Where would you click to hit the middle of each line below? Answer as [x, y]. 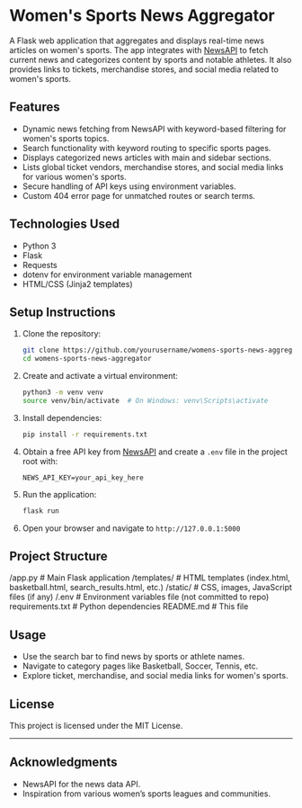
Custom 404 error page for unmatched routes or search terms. [139, 195]
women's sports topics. [66, 138]
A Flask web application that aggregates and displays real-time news [137, 40]
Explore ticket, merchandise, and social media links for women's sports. [155, 676]
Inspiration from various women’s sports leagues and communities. [147, 794]
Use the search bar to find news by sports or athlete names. [133, 657]
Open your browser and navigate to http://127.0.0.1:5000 [131, 528]
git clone [41, 350]
